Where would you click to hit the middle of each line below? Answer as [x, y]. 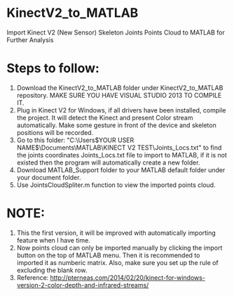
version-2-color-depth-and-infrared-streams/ [83, 285]
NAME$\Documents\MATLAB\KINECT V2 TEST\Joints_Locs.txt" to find [119, 147]
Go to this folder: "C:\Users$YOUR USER [75, 140]
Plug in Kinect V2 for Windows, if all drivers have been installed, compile [121, 110]
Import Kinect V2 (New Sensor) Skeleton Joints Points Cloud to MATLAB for [116, 32]
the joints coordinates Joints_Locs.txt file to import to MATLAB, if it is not [122, 155]
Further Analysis [30, 39]
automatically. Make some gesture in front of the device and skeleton [116, 125]
